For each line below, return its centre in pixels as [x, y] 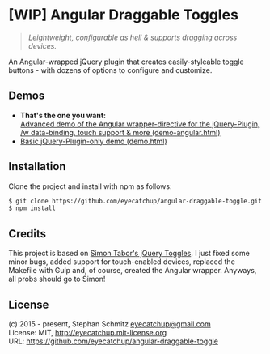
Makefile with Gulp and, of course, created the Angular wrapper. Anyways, [133, 271]
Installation [37, 166]
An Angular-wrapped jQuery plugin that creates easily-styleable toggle [126, 62]
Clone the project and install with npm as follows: [90, 186]
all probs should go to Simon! [57, 279]
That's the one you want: [63, 115]
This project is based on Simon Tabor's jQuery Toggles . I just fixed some [129, 254]
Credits [27, 234]
